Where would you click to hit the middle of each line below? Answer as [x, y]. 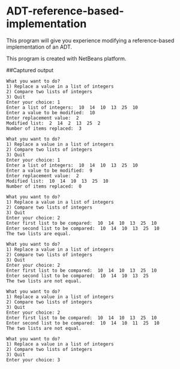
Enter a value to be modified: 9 [49, 170]
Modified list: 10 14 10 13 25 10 [58, 181]
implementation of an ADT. [39, 47]
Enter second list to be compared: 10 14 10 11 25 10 [83, 323]
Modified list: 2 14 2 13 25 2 [53, 123]
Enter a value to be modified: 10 [51, 112]
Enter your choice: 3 [33, 360]
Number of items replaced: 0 [44, 186]
